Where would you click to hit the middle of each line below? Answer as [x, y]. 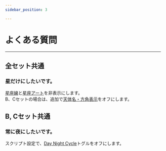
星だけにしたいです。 [30, 81]
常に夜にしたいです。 [30, 132]
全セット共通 [25, 66]
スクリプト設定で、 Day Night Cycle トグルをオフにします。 [65, 143]
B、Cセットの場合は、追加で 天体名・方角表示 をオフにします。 [68, 99]
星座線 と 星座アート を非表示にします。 [44, 93]
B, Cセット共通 [28, 116]
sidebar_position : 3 [26, 10]
